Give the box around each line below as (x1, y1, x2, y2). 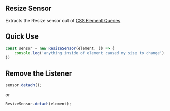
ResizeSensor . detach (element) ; (5, 101, 72, 106)
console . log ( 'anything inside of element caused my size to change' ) (14, 50, 165, 55)
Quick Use (5, 32, 39, 41)
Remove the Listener (5, 69, 72, 78)
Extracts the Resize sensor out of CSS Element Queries (5, 17, 121, 23)
